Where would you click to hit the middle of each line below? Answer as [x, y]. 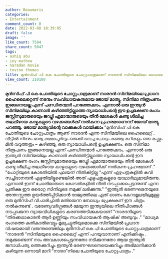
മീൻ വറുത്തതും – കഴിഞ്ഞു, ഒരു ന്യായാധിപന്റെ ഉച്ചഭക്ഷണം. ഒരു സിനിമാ [77, 144]
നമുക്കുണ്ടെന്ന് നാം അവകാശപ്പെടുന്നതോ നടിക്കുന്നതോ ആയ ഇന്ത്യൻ [75, 240]
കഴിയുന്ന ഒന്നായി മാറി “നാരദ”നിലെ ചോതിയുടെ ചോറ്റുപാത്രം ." [70, 251]
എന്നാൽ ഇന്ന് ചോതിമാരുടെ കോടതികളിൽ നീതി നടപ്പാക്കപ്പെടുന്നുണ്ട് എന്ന [82, 183]
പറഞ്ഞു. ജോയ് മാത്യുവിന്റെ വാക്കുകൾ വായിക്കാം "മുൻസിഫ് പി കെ [72, 127]
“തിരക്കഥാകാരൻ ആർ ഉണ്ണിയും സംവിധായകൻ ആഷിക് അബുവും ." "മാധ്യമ [82, 217]
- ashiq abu [17, 56]
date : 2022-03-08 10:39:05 [33, 28]
